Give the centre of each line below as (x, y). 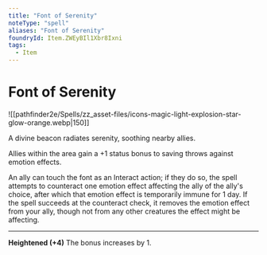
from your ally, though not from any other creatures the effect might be (124, 211)
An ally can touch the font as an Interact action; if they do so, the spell (123, 177)
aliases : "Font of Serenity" (56, 30)
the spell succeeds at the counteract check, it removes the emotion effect (129, 202)
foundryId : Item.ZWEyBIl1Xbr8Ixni (66, 38)
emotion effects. (35, 162)
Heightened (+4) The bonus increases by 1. (80, 242)
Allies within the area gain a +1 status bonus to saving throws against (121, 153)
